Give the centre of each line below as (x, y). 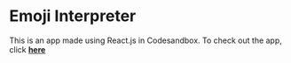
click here (28, 49)
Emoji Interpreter (73, 16)
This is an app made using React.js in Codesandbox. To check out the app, (145, 40)
